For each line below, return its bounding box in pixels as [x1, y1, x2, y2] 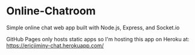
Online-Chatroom [6, 4, 96, 18]
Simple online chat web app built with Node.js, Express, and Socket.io [6, 24, 180, 31]
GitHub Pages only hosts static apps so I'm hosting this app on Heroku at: [6, 35, 190, 42]
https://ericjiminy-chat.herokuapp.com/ [6, 42, 104, 49]
